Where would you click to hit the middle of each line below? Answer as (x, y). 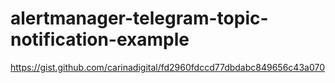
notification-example (100, 39)
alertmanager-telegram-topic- (139, 18)
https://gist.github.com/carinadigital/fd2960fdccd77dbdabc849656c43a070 (167, 67)
